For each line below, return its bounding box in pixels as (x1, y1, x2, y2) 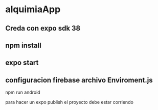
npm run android (5, 89, 40, 95)
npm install (5, 41, 42, 49)
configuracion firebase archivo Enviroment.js (5, 75, 153, 85)
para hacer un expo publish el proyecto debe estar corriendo (5, 99, 134, 105)
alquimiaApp (5, 4, 61, 15)
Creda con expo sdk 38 (5, 24, 81, 33)
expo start (5, 59, 39, 67)
